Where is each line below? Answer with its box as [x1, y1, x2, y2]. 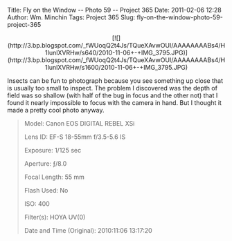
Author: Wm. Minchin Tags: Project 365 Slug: [7, 13, 136, 21]
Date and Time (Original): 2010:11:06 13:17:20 [24, 226, 152, 234]
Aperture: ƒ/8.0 [24, 160, 67, 168]
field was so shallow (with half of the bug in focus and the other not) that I [7, 91, 218, 99]
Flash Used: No [24, 186, 69, 194]
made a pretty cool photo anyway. [7, 106, 105, 114]
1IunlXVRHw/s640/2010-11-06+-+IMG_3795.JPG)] [44, 48, 188, 57]
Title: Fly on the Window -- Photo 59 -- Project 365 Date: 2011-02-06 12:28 [7, 6, 222, 14]
